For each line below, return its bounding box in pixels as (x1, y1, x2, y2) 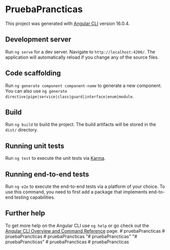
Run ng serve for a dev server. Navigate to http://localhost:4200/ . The (5, 48, 156, 54)
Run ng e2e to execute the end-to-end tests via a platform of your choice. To (5, 183, 165, 189)
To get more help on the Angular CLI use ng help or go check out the (5, 223, 149, 229)
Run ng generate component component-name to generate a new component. (5, 82, 162, 89)
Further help (5, 209, 46, 217)
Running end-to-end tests (5, 170, 89, 179)
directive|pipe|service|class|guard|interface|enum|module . (5, 93, 134, 99)
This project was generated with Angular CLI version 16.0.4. (5, 20, 130, 26)
